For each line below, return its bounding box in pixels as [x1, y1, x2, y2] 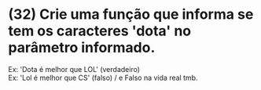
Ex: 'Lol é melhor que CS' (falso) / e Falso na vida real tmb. [8, 73, 198, 82]
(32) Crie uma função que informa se [8, 5, 254, 23]
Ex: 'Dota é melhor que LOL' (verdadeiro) [8, 64, 140, 74]
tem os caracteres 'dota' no [8, 22, 191, 40]
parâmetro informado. [8, 39, 156, 56]
